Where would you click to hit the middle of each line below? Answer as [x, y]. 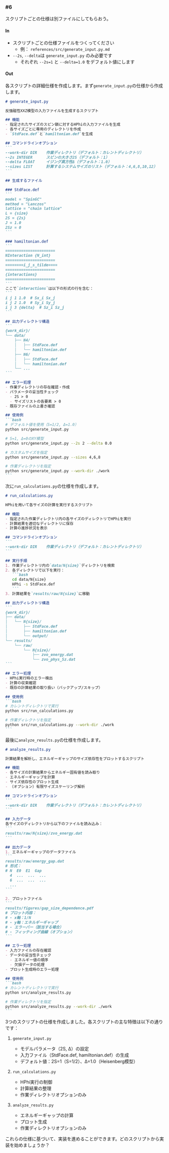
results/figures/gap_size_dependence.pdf [50, 908]
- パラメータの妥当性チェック [32, 392]
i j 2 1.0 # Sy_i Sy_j [30, 303]
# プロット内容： [21, 913]
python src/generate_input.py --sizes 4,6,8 [53, 457]
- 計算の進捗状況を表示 [27, 528]
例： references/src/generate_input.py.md [65, 49]
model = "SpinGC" [24, 199]
